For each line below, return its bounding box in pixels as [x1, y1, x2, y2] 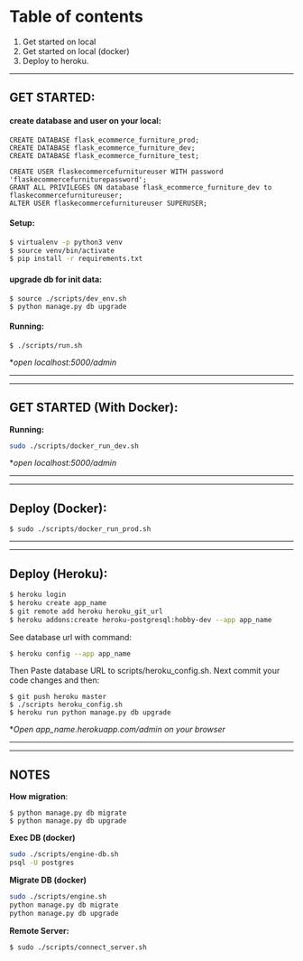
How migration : [9, 791, 69, 802]
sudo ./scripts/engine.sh [9, 892, 106, 901]
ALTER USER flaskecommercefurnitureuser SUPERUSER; [9, 199, 207, 208]
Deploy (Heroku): [9, 566, 108, 582]
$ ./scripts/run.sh [9, 341, 83, 350]
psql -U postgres [9, 858, 75, 868]
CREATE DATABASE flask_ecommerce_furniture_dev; [9, 143, 196, 153]
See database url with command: [9, 631, 133, 642]
